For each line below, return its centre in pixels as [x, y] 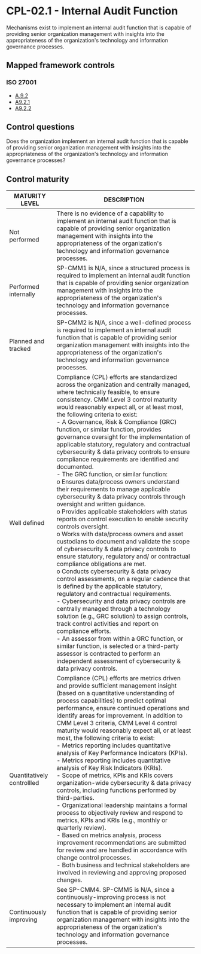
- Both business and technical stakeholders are [123, 865]
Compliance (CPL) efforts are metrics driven [119, 678]
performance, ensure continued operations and [123, 708]
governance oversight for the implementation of [124, 437]
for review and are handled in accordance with [122, 850]
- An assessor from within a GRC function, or [120, 639]
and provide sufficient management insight [117, 686]
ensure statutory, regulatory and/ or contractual [123, 556]
